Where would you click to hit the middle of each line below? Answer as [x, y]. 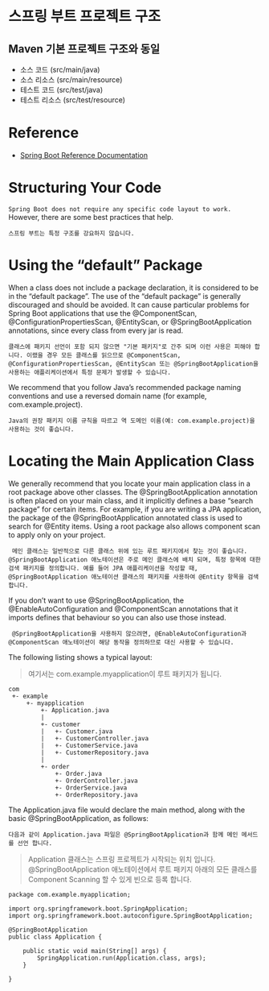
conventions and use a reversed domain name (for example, [108, 396]
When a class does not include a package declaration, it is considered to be [134, 288]
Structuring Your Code [85, 188]
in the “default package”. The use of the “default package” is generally [124, 296]
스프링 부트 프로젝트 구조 [85, 17]
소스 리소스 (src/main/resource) [71, 80]
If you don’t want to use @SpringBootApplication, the [96, 600]
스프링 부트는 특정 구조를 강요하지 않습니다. [71, 233]
